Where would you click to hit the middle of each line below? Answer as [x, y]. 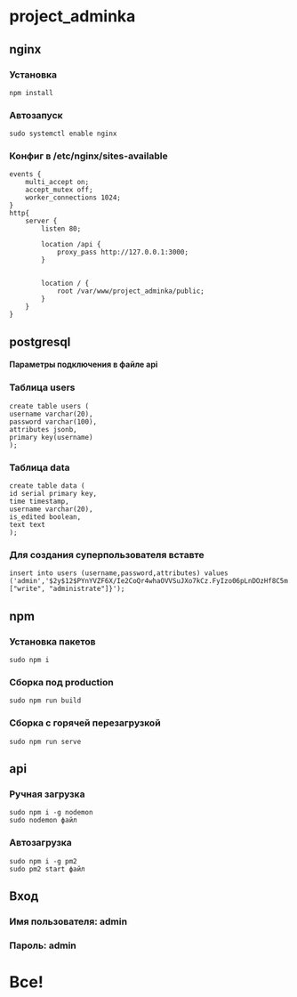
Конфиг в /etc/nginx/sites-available [88, 156]
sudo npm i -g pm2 [43, 861]
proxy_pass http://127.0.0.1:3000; [123, 252]
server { [41, 221]
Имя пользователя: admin [68, 921]
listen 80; [61, 229]
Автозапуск [36, 115]
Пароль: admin [43, 945]
